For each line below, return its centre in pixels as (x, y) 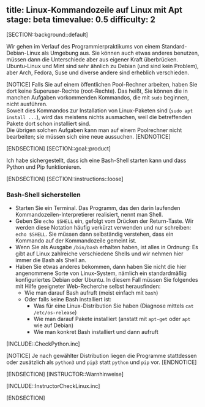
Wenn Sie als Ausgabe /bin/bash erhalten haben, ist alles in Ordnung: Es (107, 247)
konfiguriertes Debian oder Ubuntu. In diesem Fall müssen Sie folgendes (106, 280)
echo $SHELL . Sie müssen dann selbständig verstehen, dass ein (94, 234)
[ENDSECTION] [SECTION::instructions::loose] (65, 179)
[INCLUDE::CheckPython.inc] (43, 344)
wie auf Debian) (54, 325)
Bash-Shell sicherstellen (44, 195)
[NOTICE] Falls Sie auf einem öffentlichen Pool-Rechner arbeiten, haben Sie (102, 84)
